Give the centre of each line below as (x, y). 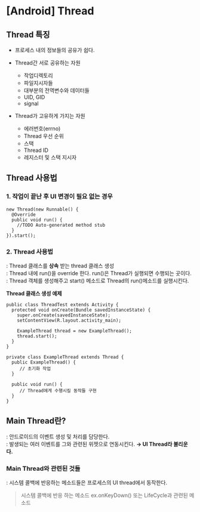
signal (31, 103)
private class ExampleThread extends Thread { (65, 357)
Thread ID (36, 150)
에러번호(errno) (42, 129)
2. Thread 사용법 (30, 251)
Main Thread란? (36, 421)
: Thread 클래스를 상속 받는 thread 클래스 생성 (60, 266)
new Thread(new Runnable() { (42, 209)
